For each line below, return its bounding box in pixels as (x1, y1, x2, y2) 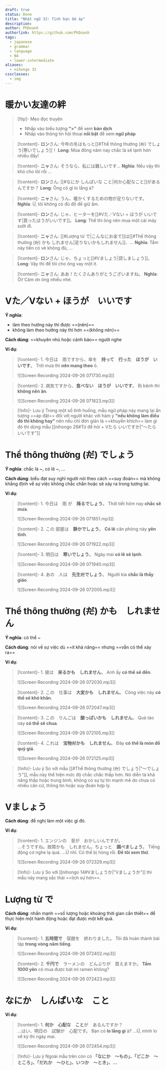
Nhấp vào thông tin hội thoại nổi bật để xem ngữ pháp (24, 131, 136, 137)
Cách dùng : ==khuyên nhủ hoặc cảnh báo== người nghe (5, 336, 122, 342)
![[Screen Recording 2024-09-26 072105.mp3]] (17, 730, 115, 736)
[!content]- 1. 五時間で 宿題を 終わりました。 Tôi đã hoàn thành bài (17, 935, 160, 941)
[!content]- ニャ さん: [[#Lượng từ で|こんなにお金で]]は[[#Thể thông (17, 233, 157, 239)
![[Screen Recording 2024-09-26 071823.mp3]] (17, 398, 115, 404)
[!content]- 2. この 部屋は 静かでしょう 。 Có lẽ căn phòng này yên (17, 526, 156, 532)
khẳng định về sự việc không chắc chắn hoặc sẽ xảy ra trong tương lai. (5, 481, 150, 487)
